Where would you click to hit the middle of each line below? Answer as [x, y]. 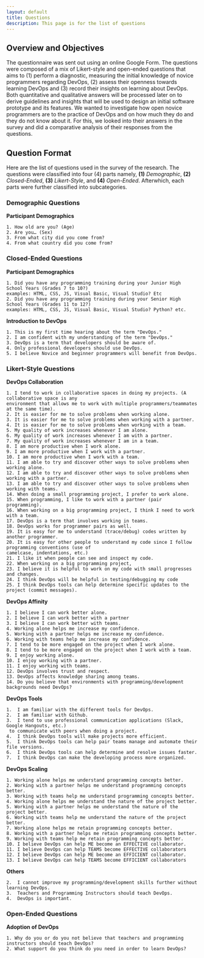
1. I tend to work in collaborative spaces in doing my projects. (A [97, 393]
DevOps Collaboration [35, 382]
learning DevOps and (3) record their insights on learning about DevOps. [97, 88]
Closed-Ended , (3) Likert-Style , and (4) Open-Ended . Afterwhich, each [95, 181]
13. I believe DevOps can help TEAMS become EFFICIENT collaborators [97, 860]
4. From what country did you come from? [60, 243]
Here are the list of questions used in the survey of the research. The [93, 167]
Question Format [39, 153]
